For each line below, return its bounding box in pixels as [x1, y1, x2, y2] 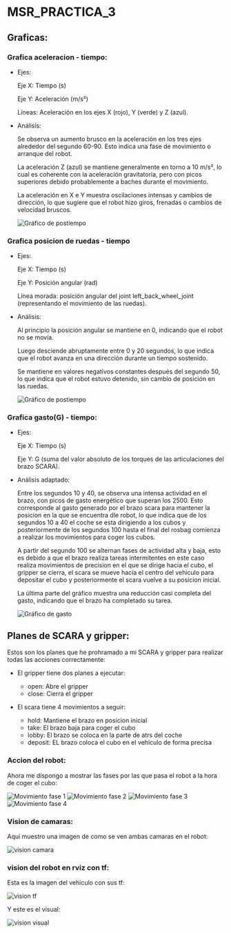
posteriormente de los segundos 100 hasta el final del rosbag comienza [17, 526, 221, 534]
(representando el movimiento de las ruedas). [17, 299, 147, 308]
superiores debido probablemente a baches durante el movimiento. [17, 177, 209, 186]
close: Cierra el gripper [27, 689, 93, 698]
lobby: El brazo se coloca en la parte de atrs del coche [27, 731, 183, 739]
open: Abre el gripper [27, 682, 88, 691]
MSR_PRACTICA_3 [7, 4, 116, 20]
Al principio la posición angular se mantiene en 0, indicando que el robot [17, 326, 223, 335]
